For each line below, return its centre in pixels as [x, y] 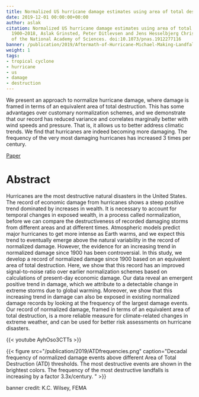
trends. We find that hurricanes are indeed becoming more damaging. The [97, 132]
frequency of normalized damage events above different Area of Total [91, 357]
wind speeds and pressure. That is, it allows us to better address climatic [95, 125]
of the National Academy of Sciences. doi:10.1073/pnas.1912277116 [97, 39]
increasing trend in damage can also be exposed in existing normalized [93, 296]
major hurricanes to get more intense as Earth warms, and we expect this [96, 233]
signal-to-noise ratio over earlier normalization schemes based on [87, 271]
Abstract [28, 180]
